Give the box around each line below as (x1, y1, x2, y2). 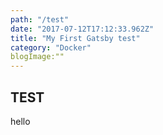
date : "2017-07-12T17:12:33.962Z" (10, 24, 155, 34)
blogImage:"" (10, 52, 65, 62)
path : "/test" (10, 14, 70, 25)
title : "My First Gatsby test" (10, 33, 141, 43)
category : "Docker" (10, 42, 92, 53)
